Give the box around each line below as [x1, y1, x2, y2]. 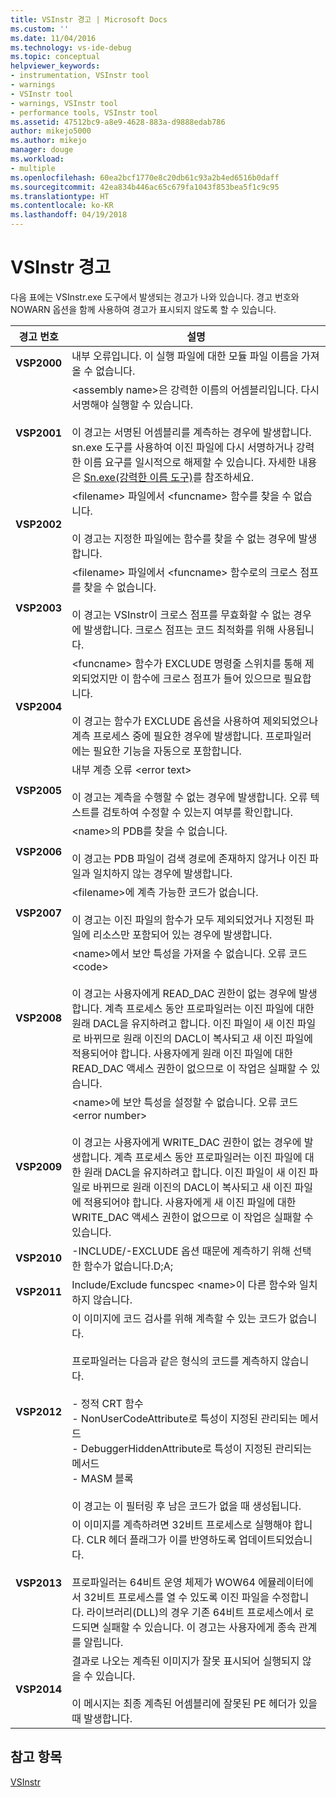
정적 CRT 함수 [80, 1396, 144, 1410]
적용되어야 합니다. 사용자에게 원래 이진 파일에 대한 [71, 1046, 294, 1060]
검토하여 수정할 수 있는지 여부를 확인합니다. [101, 805, 294, 819]
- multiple [10, 163, 56, 173]
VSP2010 [15, 1251, 63, 1265]
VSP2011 [15, 1284, 63, 1298]
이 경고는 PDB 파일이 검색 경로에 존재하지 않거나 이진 [71, 851, 307, 865]
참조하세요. [204, 470, 254, 484]
